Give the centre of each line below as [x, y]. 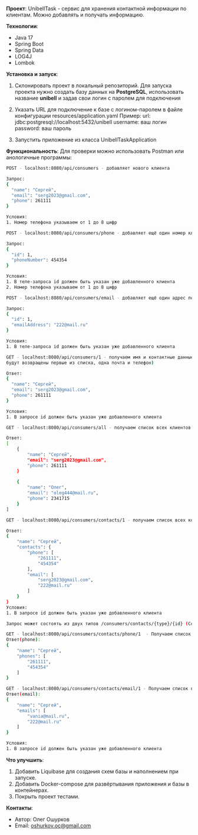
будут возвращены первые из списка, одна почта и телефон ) [80, 363]
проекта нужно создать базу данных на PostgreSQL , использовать [99, 92]
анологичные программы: [39, 157]
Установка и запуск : [32, 74]
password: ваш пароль [43, 128]
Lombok [25, 63]
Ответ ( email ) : [24, 694]
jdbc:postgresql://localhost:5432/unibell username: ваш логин [90, 122]
